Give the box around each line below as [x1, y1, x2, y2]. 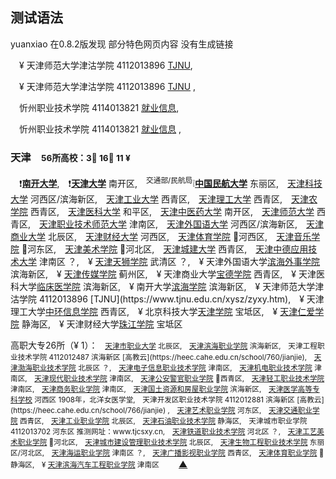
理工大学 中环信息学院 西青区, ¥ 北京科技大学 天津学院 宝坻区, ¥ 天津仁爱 [10, 305, 316, 317]
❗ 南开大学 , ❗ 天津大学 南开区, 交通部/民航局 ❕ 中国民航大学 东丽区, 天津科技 [18, 176, 323, 189]
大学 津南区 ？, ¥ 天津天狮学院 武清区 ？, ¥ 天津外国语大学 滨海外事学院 [18, 255, 321, 267]
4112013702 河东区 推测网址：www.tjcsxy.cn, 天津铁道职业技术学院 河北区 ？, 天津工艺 [10, 426, 318, 437]
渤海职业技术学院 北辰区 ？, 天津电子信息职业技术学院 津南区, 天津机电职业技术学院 [17, 363, 313, 373]
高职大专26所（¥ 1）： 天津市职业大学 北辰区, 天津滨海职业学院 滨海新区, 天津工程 [10, 339, 318, 351]
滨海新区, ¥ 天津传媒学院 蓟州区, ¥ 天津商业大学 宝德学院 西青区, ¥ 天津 [10, 268, 317, 280]
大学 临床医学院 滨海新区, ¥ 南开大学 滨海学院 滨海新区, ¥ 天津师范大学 [18, 280, 316, 292]
